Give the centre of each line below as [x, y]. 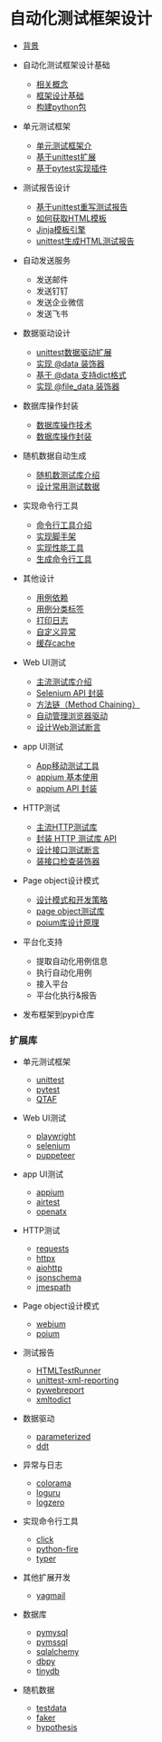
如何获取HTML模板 [71, 218]
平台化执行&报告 [67, 995]
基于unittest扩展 [66, 156]
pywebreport [60, 1390]
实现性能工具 [60, 547]
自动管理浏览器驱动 [72, 715]
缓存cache [56, 642]
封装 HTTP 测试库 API [76, 838]
